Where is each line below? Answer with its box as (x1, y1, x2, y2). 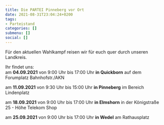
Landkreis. (5, 54, 27, 60)
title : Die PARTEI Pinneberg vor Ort (5, 7, 85, 12)
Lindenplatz (5, 89, 30, 95)
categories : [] (5, 26, 37, 31)
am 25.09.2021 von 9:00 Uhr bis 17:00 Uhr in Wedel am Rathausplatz (5, 114, 150, 120)
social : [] (5, 35, 28, 40)
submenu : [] (5, 30, 30, 35)
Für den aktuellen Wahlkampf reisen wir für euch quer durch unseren (5, 48, 148, 55)
